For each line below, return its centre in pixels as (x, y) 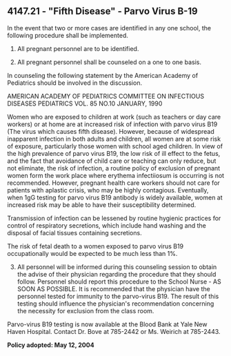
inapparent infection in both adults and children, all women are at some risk (114, 139)
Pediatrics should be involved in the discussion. (75, 83)
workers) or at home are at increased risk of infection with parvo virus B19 (112, 124)
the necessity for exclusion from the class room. (86, 310)
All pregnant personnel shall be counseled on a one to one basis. (109, 62)
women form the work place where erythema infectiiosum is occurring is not (116, 175)
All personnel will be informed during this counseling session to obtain (117, 267)
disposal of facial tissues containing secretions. (75, 233)
